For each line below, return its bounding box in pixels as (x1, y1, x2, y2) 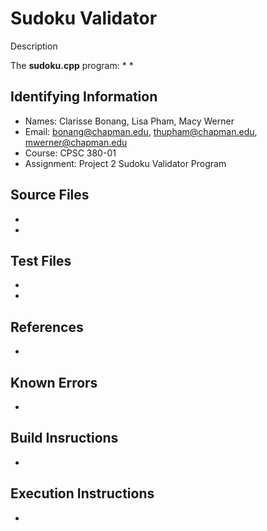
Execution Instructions (10, 485, 155, 502)
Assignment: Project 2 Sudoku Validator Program (24, 157, 227, 169)
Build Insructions (10, 430, 119, 447)
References (10, 318, 84, 336)
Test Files (10, 252, 72, 269)
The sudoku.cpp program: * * (10, 59, 134, 71)
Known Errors (10, 374, 98, 391)
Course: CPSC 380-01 (24, 147, 117, 159)
